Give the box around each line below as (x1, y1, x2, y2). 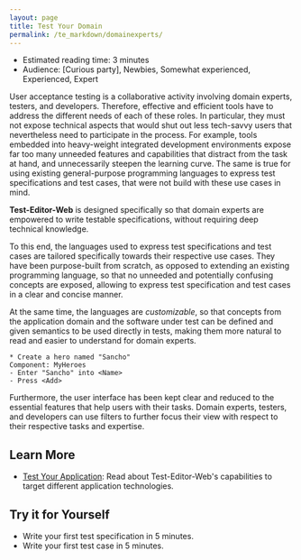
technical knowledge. (9, 224, 89, 234)
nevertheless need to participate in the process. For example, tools (9, 130, 258, 141)
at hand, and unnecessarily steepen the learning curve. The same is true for (9, 159, 291, 170)
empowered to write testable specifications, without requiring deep (9, 214, 259, 225)
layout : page (9, 13, 59, 23)
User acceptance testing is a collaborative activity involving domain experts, (9, 91, 293, 102)
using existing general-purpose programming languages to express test (9, 168, 276, 179)
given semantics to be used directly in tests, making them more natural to (9, 326, 282, 336)
